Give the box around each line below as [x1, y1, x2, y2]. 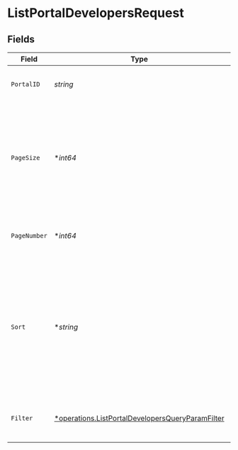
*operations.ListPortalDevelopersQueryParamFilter [54, 413, 225, 423]
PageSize [11, 154, 40, 162]
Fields [7, 33, 35, 45]
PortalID [11, 80, 40, 88]
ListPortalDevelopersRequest [7, 5, 184, 21]
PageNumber [11, 232, 47, 240]
